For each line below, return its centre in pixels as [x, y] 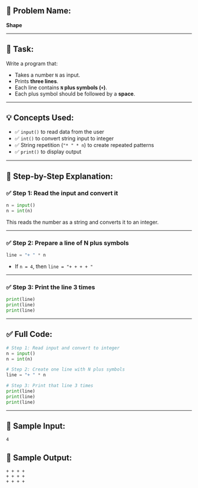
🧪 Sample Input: [36, 426]
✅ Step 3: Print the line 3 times [51, 287]
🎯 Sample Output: [39, 458]
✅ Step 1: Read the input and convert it [62, 193]
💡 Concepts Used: [40, 118]
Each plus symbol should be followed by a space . [75, 94]
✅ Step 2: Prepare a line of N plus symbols [67, 243]
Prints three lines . [37, 81]
